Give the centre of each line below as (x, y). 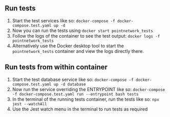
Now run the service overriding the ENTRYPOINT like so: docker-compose (89, 89)
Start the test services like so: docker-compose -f (64, 20)
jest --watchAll (29, 104)
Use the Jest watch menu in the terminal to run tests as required (80, 109)
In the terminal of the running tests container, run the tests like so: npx (86, 99)
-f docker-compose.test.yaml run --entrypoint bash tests (75, 94)
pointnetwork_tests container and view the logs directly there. (78, 51)
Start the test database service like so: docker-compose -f (73, 79)
